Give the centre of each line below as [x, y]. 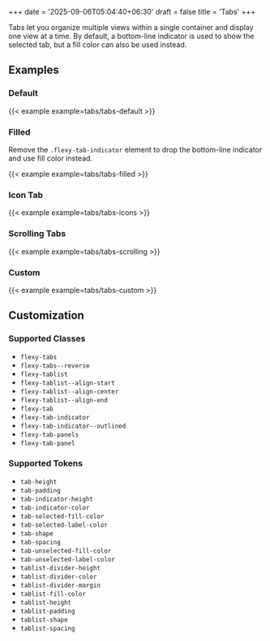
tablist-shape [44, 620]
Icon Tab [26, 195]
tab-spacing [40, 542]
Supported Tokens [46, 463]
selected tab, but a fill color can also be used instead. [98, 45]
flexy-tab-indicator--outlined [73, 426]
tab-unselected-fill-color [66, 551]
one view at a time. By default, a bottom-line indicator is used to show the [131, 36]
